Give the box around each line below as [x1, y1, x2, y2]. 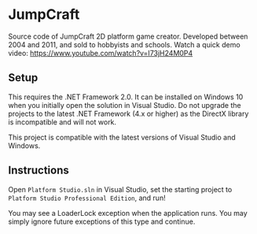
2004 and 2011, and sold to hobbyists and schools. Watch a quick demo [8, 39, 241, 49]
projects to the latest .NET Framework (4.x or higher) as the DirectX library [8, 109, 249, 118]
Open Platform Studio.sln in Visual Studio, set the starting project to [8, 184, 233, 194]
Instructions [8, 164, 69, 177]
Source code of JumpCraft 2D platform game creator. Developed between [8, 32, 248, 41]
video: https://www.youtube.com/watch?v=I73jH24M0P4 [8, 48, 193, 58]
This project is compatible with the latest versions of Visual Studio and [8, 132, 236, 142]
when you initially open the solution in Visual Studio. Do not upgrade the [8, 100, 241, 110]
